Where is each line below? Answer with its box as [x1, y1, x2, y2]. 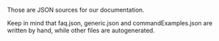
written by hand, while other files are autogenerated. [7, 27, 155, 34]
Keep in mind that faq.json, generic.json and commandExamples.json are [7, 19, 213, 27]
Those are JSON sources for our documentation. [7, 6, 145, 14]
